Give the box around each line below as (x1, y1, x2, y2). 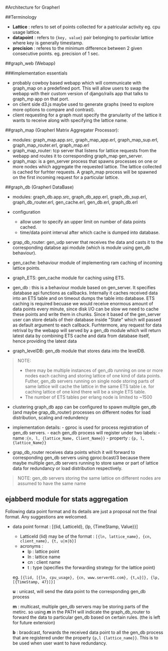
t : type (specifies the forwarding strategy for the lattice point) (27, 564, 155, 570)
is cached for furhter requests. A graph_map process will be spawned (12, 169, 157, 175)
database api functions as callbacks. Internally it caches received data (12, 290, 158, 296)
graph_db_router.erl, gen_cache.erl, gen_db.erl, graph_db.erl (12, 199, 138, 205)
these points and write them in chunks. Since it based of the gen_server (12, 311, 161, 317)
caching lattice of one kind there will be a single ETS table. (25, 389, 146, 395)
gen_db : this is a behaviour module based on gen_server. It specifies (12, 285, 156, 290)
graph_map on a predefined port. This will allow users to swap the (12, 85, 149, 91)
